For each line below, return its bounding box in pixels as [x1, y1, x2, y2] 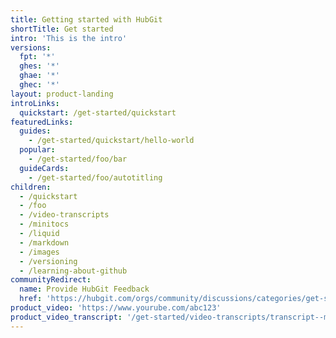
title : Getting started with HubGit [10, 14, 163, 25]
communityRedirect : [10, 275, 92, 285]
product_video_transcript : [10, 312, 123, 322]
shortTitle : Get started [10, 24, 114, 34]
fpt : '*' [19, 52, 56, 62]
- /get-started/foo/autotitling [28, 172, 163, 183]
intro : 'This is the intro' [10, 33, 128, 43]
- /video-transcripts [19, 210, 110, 220]
